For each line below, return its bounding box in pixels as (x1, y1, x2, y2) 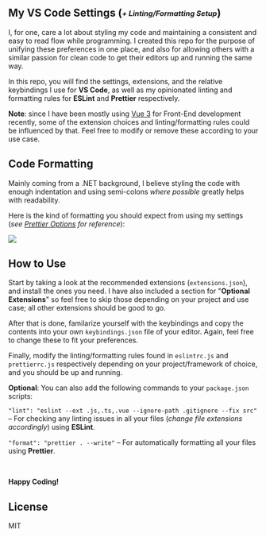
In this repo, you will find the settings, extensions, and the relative (8, 76, 223, 86)
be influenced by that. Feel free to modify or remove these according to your (8, 126, 259, 135)
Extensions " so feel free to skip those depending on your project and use (8, 295, 249, 304)
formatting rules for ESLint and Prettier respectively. (8, 93, 180, 102)
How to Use (8, 257, 67, 271)
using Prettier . (8, 446, 56, 456)
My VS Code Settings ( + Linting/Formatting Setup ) (8, 6, 222, 20)
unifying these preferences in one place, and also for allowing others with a (8, 44, 255, 54)
